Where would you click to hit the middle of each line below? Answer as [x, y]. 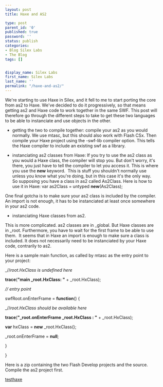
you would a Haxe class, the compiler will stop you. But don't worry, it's [84, 160]
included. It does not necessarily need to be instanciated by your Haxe [76, 240]
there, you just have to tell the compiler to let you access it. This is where [85, 165]
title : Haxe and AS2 [26, 14]
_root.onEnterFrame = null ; [32, 336]
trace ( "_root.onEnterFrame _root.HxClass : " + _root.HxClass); [69, 317]
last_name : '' [19, 82]
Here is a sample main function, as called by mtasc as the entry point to [77, 255]
